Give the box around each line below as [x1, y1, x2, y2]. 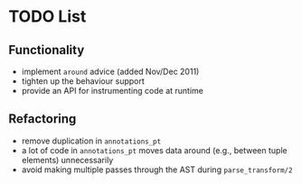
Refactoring [8, 111, 77, 127]
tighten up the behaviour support [21, 76, 146, 87]
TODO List [8, 6, 87, 27]
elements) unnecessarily [21, 154, 114, 165]
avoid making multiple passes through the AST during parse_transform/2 [21, 164, 293, 175]
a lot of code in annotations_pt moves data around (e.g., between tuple [21, 144, 288, 155]
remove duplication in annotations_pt [21, 135, 162, 146]
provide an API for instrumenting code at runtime [21, 86, 204, 96]
